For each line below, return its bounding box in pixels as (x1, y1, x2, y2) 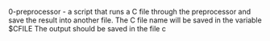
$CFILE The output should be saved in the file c (8, 24, 167, 33)
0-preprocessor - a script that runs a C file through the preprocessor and (8, 7, 251, 16)
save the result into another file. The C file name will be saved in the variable (8, 15, 262, 25)
